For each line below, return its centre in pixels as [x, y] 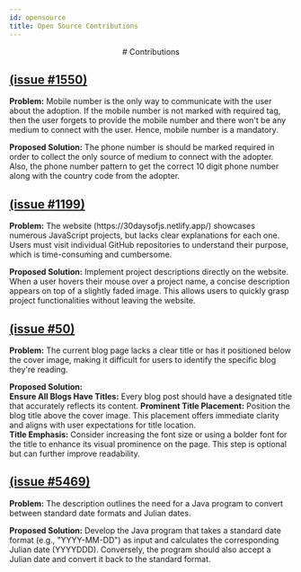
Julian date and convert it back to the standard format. [110, 559]
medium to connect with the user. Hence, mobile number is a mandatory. [144, 130]
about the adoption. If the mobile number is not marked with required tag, [145, 111]
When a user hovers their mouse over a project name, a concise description [150, 282]
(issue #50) [42, 329]
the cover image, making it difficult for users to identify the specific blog [143, 359]
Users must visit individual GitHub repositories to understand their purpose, [149, 245]
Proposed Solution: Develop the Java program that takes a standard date [145, 530]
